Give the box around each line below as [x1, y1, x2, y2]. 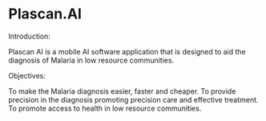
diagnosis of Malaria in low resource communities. [8, 55, 175, 65]
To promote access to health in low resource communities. [8, 103, 202, 113]
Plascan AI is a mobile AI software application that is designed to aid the [8, 46, 246, 56]
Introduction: [8, 31, 50, 41]
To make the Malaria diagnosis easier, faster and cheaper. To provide [8, 86, 236, 96]
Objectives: [8, 71, 46, 80]
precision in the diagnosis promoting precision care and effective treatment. [8, 95, 259, 104]
